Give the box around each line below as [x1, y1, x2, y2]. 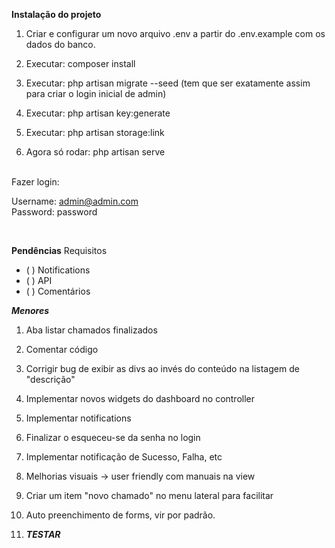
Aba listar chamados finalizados [25, 324, 158, 336]
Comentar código [25, 344, 99, 355]
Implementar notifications [25, 412, 132, 424]
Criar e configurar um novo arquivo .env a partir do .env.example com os [25, 28, 326, 39]
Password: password [11, 206, 98, 218]
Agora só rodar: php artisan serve [25, 146, 166, 158]
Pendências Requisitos [11, 245, 108, 256]
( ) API [25, 275, 53, 286]
